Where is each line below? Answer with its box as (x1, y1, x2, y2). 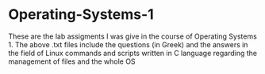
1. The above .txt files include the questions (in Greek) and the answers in (8, 39, 248, 49)
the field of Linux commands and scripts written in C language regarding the (8, 48, 258, 57)
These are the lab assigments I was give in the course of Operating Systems (8, 31, 258, 41)
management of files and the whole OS (8, 57, 136, 66)
